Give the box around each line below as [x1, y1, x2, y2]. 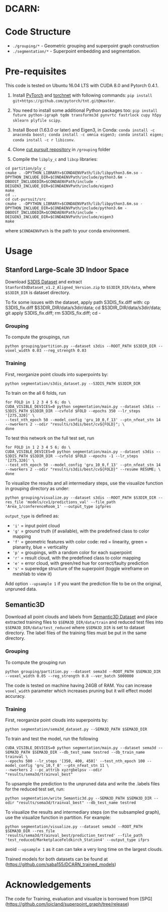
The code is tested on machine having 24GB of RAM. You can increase [5, 682, 152, 688]
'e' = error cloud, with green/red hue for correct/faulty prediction [12, 560, 149, 566]
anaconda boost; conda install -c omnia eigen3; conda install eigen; [12, 132, 164, 138]
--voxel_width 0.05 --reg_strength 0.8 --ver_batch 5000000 [5, 674, 134, 679]
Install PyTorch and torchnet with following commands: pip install [12, 92, 152, 98]
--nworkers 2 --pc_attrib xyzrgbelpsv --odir [5, 767, 102, 773]
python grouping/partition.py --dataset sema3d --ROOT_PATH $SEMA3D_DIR [5, 669, 161, 674]
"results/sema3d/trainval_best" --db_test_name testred [16, 800, 136, 806]
